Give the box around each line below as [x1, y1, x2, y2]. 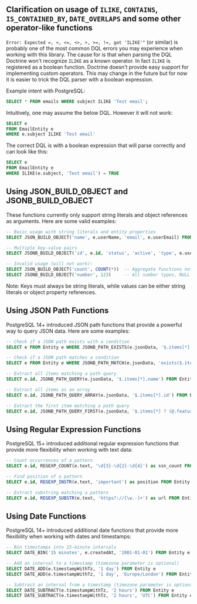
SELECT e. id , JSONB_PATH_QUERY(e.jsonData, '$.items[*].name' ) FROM [6, 376, 177, 383]
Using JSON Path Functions [6, 306, 109, 316]
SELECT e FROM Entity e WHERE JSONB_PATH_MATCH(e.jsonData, [6, 360, 157, 366]
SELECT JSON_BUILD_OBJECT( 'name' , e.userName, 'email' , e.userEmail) [6, 234, 180, 240]
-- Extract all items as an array [6, 387, 91, 393]
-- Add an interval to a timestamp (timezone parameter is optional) [6, 561, 180, 567]
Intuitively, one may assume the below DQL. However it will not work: [6, 109, 173, 116]
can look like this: [6, 148, 48, 155]
